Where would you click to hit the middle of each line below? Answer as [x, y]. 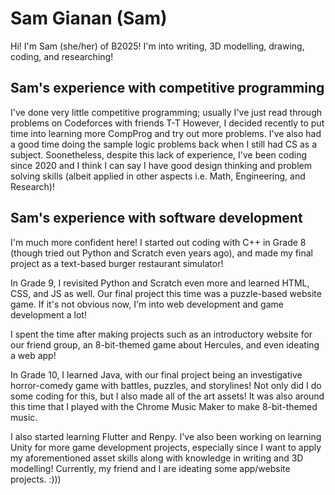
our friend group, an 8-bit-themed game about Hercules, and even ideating [165, 344]
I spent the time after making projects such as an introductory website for [161, 334]
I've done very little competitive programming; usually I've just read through [166, 112]
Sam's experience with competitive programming [167, 88]
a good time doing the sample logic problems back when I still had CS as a [164, 144]
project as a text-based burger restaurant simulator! [117, 263]
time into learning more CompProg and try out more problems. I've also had [166, 133]
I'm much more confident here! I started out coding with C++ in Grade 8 [158, 242]
